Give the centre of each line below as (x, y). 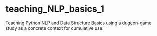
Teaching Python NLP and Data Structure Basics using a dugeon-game (78, 23)
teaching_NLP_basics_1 (55, 9)
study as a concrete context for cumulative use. (54, 28)
